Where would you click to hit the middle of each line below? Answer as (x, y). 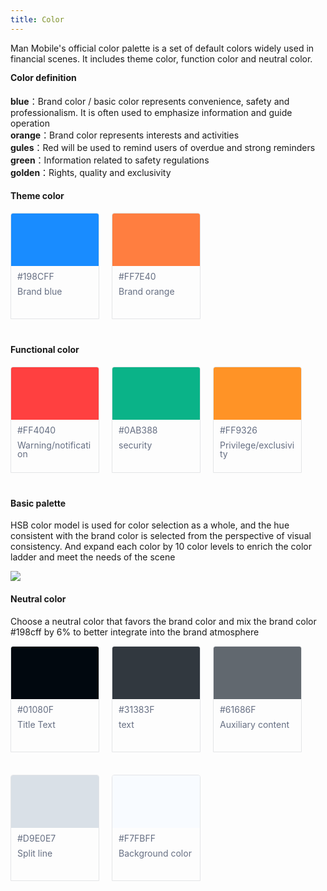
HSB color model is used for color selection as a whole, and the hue (150, 525)
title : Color (37, 19)
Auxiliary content (254, 724)
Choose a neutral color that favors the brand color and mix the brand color (163, 621)
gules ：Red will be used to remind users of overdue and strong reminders (163, 147)
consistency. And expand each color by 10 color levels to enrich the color (161, 547)
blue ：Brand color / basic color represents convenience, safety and (150, 101)
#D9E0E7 (37, 838)
